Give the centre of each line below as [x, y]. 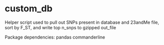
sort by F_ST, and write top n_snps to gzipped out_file [61, 27]
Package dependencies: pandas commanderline [55, 37]
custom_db [29, 9]
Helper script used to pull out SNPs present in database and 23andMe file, [82, 22]
